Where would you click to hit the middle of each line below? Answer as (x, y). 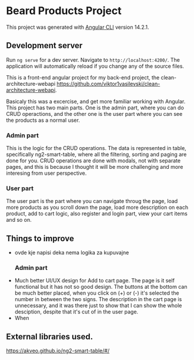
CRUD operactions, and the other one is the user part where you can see (94, 114)
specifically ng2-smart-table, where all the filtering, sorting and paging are (96, 155)
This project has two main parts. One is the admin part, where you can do (95, 108)
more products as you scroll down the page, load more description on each (97, 208)
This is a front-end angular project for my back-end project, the (83, 77)
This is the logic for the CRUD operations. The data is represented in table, (96, 148)
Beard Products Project (64, 11)
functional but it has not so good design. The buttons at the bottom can (101, 287)
